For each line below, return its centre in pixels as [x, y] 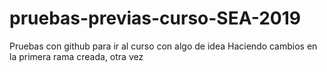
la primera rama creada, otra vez [76, 56]
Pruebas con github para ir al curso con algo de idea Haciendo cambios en [163, 46]
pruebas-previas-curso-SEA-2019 [155, 18]
